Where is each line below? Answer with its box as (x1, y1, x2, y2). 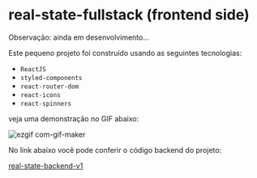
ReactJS (19, 65, 46, 74)
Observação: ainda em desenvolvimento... (8, 32, 150, 42)
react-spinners (19, 100, 72, 108)
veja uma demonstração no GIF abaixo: (8, 113, 139, 123)
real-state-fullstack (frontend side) (8, 6, 250, 24)
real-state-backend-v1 (8, 160, 84, 171)
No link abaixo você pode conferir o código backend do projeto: (8, 145, 222, 155)
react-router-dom (19, 83, 79, 91)
